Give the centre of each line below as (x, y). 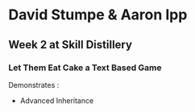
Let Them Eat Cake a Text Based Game (85, 68)
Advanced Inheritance (57, 100)
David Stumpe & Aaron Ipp (98, 15)
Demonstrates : (34, 85)
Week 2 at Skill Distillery (71, 45)
